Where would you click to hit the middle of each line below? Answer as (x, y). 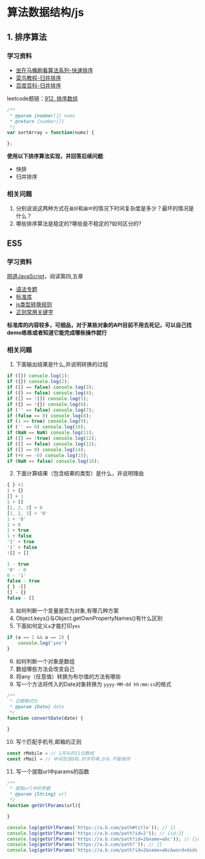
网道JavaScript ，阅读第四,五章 (45, 276)
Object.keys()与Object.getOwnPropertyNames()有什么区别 (89, 618)
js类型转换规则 (34, 304)
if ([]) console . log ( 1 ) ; (38, 376)
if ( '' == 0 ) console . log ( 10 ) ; (47, 427)
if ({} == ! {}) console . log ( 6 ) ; (48, 404)
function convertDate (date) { (45, 718)
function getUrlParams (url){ (44, 806)
